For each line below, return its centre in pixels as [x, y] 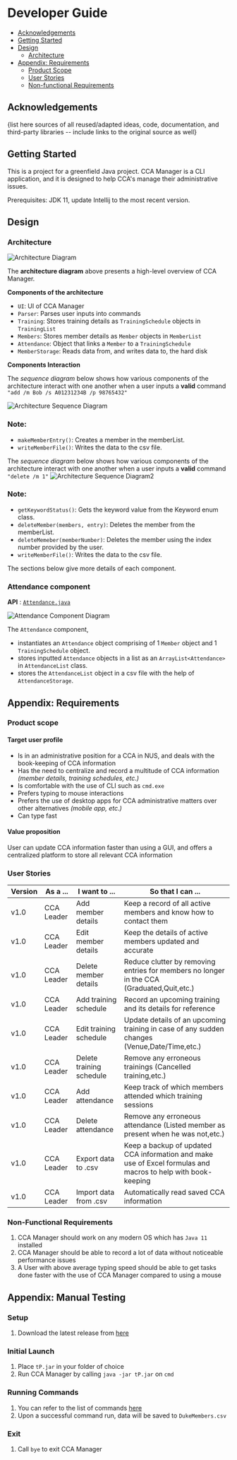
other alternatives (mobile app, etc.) [69, 808]
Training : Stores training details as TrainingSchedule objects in [109, 321]
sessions [139, 1105]
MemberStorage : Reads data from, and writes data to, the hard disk [113, 351]
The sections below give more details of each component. [92, 568]
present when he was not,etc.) [174, 1134]
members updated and [162, 941]
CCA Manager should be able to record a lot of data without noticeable [120, 1253]
